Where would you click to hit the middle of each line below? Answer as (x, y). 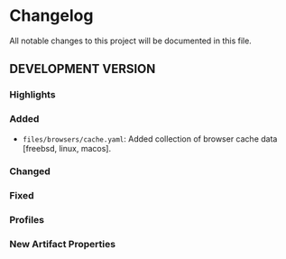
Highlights (32, 95)
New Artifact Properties (62, 245)
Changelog (51, 16)
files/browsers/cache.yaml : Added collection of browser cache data (150, 139)
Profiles (27, 220)
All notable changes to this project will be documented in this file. (131, 41)
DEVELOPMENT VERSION (83, 69)
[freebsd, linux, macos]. (66, 148)
